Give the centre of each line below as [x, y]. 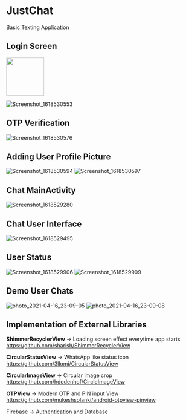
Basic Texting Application [38, 27]
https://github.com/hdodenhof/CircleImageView [66, 382]
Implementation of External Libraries [76, 325]
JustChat [30, 11]
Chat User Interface [44, 224]
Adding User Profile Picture [59, 156]
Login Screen [32, 46]
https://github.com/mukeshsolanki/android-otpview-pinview [81, 400]
